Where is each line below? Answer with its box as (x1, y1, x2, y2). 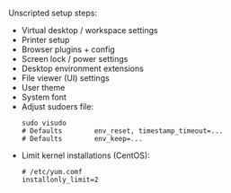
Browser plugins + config (21, 44, 116, 55)
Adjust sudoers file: (21, 101, 94, 111)
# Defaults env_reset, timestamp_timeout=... (21, 127, 224, 136)
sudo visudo (21, 118, 67, 127)
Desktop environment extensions (21, 63, 145, 74)
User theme (21, 83, 66, 92)
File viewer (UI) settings (21, 73, 110, 83)
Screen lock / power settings (21, 54, 129, 64)
